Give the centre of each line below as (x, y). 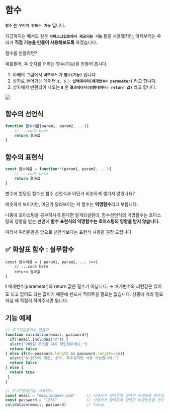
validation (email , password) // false (55, 405)
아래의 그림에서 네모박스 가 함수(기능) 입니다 (54, 74)
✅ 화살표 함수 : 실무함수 (40, 249)
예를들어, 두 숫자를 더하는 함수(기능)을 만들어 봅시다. (57, 64)
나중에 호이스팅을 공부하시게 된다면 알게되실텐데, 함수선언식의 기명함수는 (76, 215)
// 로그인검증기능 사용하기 (29, 391)
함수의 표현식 (24, 157)
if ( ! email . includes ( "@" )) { (39, 339)
